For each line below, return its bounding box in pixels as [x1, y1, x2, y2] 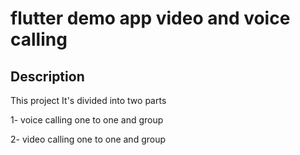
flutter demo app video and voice [10, 7, 291, 30]
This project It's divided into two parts [10, 95, 167, 106]
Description [10, 68, 85, 85]
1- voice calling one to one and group [10, 114, 164, 126]
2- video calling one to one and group [10, 133, 167, 145]
